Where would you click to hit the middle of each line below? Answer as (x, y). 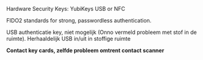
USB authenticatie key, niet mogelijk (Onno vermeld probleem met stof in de (101, 32)
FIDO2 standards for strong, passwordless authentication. (79, 20)
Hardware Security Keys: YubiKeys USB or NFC (66, 9)
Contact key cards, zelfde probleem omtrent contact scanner (85, 50)
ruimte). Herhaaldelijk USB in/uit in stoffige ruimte (69, 38)
